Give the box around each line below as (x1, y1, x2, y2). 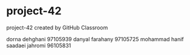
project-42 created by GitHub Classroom (6, 24, 108, 31)
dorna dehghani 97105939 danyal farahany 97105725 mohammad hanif (6, 35, 184, 42)
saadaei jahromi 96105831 (6, 42, 71, 49)
